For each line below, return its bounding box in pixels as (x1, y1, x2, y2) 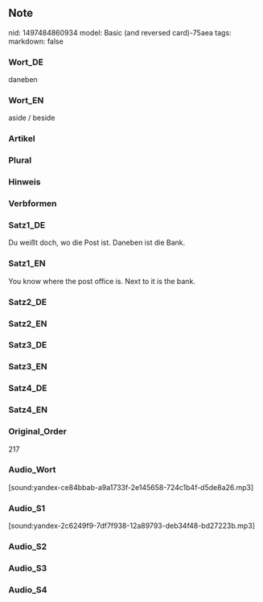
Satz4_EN (8, 404, 48, 415)
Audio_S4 (8, 583, 47, 595)
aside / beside (8, 113, 55, 123)
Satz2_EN (8, 318, 47, 329)
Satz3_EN (8, 361, 47, 373)
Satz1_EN (8, 258, 46, 269)
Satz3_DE (8, 340, 47, 351)
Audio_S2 (8, 541, 47, 552)
